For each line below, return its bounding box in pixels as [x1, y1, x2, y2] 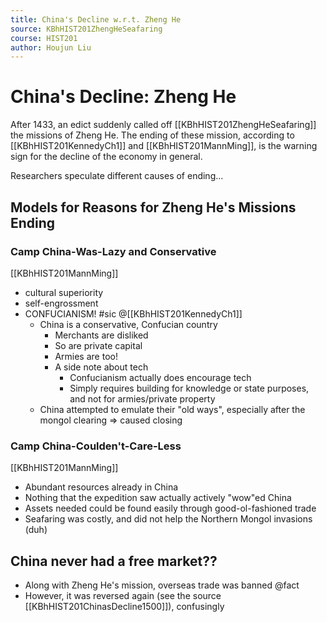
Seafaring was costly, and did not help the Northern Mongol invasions [24, 513, 313, 525]
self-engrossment [24, 297, 99, 309]
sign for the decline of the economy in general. [10, 151, 203, 163]
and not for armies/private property [69, 392, 216, 405]
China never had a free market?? [10, 552, 218, 570]
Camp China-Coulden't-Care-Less [10, 439, 182, 453]
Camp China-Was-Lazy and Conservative [10, 244, 217, 258]
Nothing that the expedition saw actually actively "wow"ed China [24, 492, 292, 504]
